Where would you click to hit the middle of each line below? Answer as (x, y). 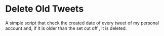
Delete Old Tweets (45, 9)
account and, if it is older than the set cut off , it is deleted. (66, 28)
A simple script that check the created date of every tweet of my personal (82, 23)
